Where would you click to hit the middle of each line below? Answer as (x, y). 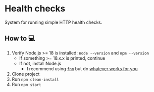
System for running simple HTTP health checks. (53, 22)
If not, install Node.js (40, 63)
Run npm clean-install (35, 79)
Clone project (26, 74)
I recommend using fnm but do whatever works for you (82, 69)
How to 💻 (20, 38)
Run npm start (26, 84)
